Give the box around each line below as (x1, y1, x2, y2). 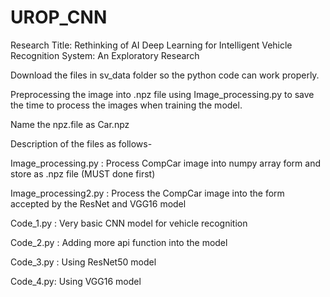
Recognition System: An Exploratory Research (10, 49, 200, 61)
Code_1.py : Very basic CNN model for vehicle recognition (10, 217, 248, 229)
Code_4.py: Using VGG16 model (10, 275, 142, 287)
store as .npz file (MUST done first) (10, 167, 156, 180)
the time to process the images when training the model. (10, 99, 243, 111)
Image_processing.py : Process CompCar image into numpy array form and (10, 157, 321, 169)
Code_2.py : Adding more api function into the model (10, 236, 228, 248)
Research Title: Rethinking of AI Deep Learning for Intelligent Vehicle (10, 39, 293, 51)
